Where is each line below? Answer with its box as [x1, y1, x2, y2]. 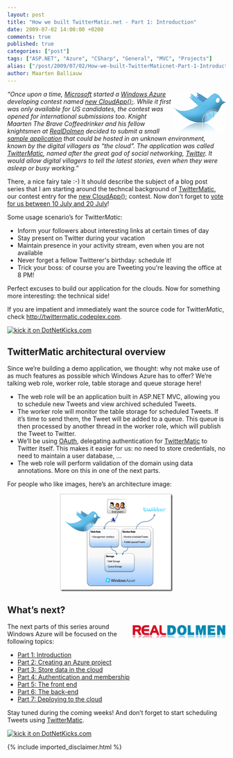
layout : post [7, 11, 45, 18]
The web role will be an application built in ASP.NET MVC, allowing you [17, 393, 221, 401]
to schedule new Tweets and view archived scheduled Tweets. [17, 400, 197, 408]
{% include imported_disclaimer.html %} [7, 743, 123, 751]
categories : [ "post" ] [7, 48, 70, 55]
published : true [7, 40, 54, 48]
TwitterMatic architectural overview [7, 346, 166, 358]
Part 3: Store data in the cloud [17, 666, 103, 674]
